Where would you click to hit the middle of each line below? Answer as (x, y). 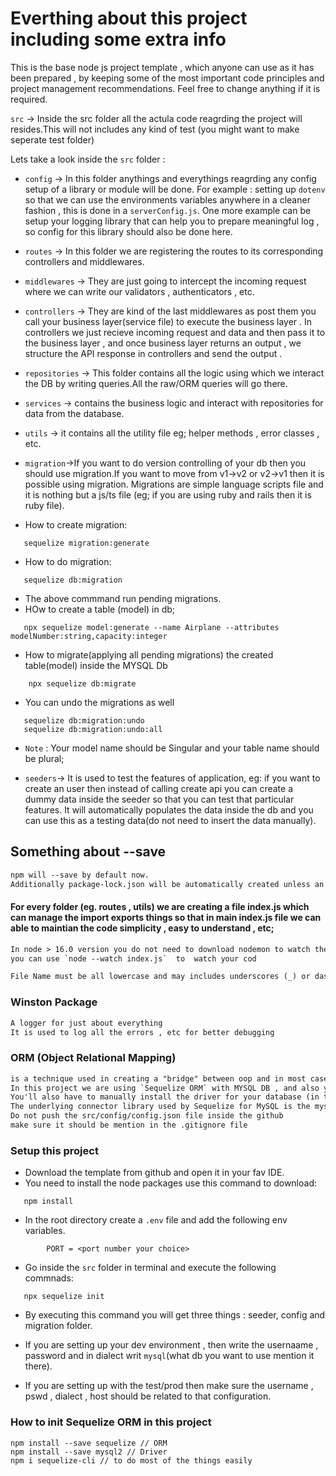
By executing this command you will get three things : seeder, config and (175, 1315)
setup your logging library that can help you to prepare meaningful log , (172, 221)
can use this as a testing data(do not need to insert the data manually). (170, 820)
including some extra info (118, 39)
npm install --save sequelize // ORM (89, 1443)
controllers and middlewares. (84, 261)
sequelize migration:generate (86, 543)
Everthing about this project (129, 18)
